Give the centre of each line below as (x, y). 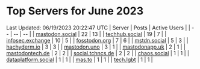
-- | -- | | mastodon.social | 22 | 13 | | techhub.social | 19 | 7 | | (90, 34)
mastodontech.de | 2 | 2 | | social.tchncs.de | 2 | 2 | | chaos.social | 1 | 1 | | (98, 53)
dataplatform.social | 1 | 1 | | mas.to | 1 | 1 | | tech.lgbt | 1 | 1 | (80, 59)
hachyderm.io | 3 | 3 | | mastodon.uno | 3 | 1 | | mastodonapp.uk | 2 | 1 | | (96, 47)
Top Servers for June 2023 (75, 11)
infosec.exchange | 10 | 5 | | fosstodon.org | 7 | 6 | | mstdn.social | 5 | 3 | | (97, 40)
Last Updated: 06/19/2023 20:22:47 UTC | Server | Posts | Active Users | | (98, 28)
